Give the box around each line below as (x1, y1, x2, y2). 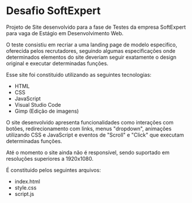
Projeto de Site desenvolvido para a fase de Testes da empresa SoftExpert (6, 23, 186, 31)
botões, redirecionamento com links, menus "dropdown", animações (6, 125, 172, 132)
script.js (14, 190, 34, 197)
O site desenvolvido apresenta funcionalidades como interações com (6, 119, 174, 126)
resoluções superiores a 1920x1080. (6, 155, 94, 162)
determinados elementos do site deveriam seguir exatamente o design (6, 53, 177, 60)
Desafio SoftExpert (6, 4, 101, 18)
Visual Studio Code (14, 101, 62, 108)
